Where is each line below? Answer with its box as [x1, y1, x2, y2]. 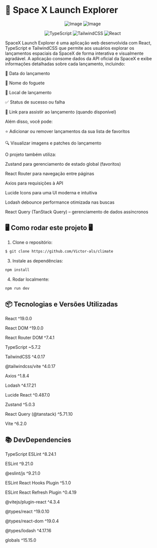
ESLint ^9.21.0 [5, 461, 33, 467]
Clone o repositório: [12, 239, 53, 245]
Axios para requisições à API [5, 180, 63, 186]
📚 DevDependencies [5, 436, 71, 444]
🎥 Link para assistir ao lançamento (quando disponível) [5, 109, 117, 115]
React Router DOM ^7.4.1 [5, 335, 55, 341]
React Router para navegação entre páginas [5, 170, 94, 177]
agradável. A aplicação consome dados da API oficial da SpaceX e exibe [5, 55, 152, 61]
